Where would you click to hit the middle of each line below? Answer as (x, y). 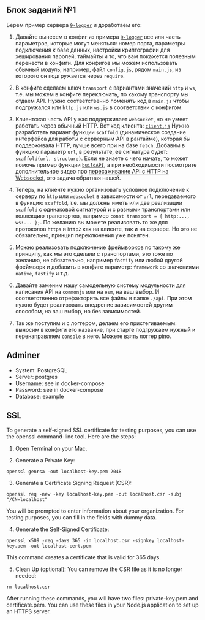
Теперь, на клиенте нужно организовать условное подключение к (102, 189)
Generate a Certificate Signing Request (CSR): (73, 483)
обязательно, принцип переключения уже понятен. (83, 235)
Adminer (23, 355)
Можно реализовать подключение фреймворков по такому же (98, 247)
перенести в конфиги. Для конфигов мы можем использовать (96, 63)
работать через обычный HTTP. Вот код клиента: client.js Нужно (102, 126)
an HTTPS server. (28, 611)
